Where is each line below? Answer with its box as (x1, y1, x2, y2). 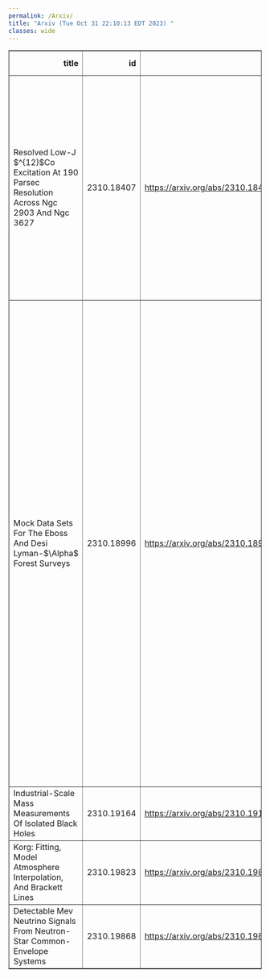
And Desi (13, 538, 48, 549)
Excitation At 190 (13, 167, 79, 178)
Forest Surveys (13, 558, 71, 569)
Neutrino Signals (13, 915, 76, 926)
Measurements (13, 808, 71, 819)
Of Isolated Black (13, 818, 78, 829)
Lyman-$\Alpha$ (13, 548, 79, 559)
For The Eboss (13, 528, 68, 539)
